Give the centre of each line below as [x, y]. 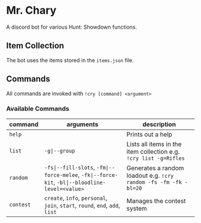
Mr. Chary [31, 10]
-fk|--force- [100, 175]
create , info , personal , [76, 198]
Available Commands [38, 109]
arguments [83, 124]
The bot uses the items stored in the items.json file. [70, 60]
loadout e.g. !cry [150, 175]
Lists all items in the [154, 144]
